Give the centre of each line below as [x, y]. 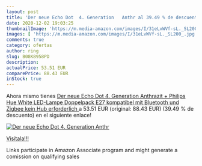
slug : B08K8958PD [28, 57]
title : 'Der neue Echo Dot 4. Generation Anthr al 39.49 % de [90, 17]
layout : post [23, 12]
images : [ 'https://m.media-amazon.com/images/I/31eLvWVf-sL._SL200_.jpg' [102, 34]
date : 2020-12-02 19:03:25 [40, 23]
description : [23, 62]
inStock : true [24, 79]
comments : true [25, 40]
